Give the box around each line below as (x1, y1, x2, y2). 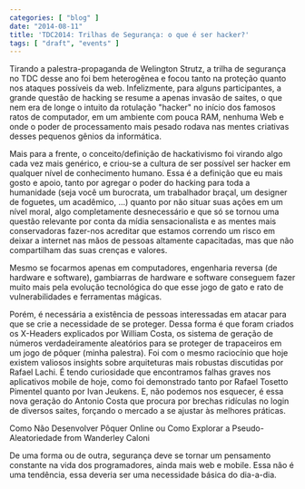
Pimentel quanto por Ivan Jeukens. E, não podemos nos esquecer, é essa (9, 386, 284, 397)
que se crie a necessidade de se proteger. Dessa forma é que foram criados (9, 318, 295, 329)
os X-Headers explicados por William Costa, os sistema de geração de (9, 328, 274, 339)
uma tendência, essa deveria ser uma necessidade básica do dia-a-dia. (9, 469, 277, 481)
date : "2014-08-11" (9, 22, 84, 31)
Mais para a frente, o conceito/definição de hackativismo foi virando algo (9, 149, 283, 160)
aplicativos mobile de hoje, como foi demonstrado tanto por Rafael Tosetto (9, 377, 289, 387)
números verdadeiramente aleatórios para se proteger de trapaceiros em (9, 337, 282, 349)
